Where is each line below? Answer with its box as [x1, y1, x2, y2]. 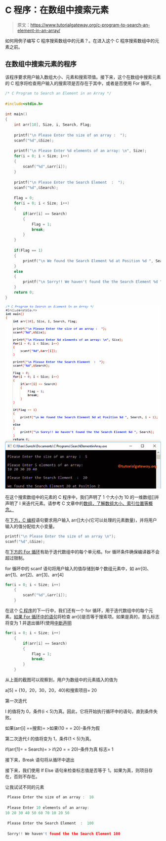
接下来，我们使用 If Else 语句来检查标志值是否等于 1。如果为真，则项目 [5, 767, 149, 773]
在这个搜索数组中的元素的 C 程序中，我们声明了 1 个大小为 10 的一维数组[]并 [5, 494, 160, 500]
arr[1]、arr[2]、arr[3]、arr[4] [5, 572, 64, 578]
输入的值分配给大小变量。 [5, 523, 57, 529]
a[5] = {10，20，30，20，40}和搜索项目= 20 [5, 688, 97, 693]
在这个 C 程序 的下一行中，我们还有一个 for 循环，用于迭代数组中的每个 [5, 608, 149, 613]
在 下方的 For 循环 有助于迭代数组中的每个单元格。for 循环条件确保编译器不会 [5, 548, 160, 554]
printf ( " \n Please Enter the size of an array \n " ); [5, 534, 116, 539]
